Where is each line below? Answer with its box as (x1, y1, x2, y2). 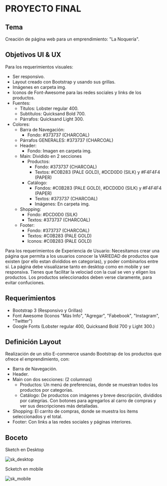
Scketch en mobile (5, 466, 43, 472)
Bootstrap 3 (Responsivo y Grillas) (12, 307, 83, 313)
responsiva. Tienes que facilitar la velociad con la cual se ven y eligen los (5, 269, 156, 275)
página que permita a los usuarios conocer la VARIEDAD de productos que (5, 253, 159, 259)
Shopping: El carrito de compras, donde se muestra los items (12, 408, 138, 415)
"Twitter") (12, 318, 33, 324)
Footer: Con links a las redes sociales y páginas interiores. (12, 419, 132, 425)
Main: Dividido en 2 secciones (19, 153, 82, 159)
